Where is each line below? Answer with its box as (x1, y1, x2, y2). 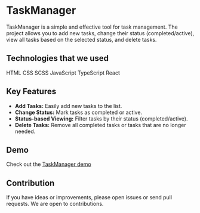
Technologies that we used (6, 53, 109, 63)
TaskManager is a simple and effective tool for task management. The (6, 23, 178, 30)
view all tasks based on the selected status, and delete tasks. (6, 36, 157, 43)
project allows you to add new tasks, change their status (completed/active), (6, 29, 195, 36)
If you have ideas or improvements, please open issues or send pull (6, 194, 172, 201)
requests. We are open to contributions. (6, 200, 104, 208)
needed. (14, 128, 36, 135)
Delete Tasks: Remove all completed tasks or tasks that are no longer (14, 121, 186, 128)
